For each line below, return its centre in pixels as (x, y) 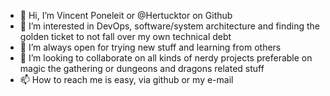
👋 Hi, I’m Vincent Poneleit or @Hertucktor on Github (126, 15)
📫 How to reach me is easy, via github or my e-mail (126, 79)
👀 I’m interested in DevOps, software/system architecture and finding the (170, 26)
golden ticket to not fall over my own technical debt (125, 36)
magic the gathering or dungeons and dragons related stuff (142, 68)
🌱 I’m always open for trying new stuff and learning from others (150, 47)
